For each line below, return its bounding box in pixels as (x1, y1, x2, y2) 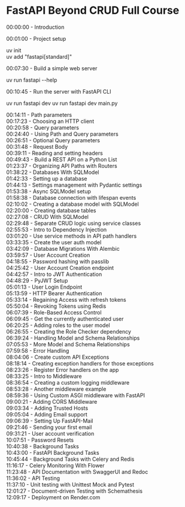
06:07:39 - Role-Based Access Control (6, 308, 102, 316)
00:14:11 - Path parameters (6, 111, 72, 118)
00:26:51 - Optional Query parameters (6, 136, 101, 144)
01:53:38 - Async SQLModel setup (6, 187, 91, 195)
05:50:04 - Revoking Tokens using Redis (6, 302, 107, 310)
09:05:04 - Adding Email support (6, 410, 88, 418)
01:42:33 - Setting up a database (6, 175, 87, 182)
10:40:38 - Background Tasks (6, 442, 79, 450)
